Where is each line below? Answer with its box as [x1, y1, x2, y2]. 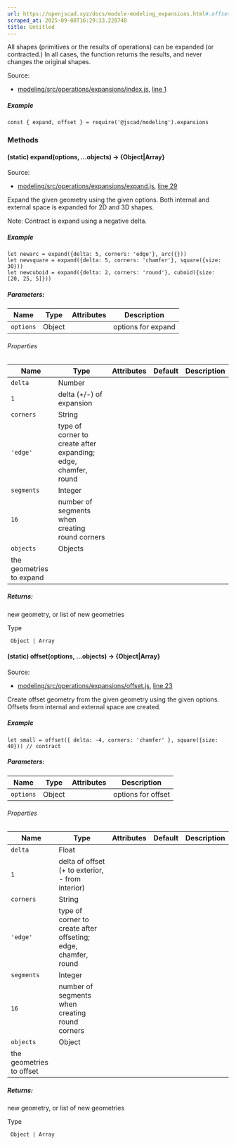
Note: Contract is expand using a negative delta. [7, 216, 147, 226]
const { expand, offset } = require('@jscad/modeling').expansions [7, 119, 209, 126]
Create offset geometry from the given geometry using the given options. [7, 695, 220, 704]
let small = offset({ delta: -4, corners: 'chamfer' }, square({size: [7, 736, 218, 744]
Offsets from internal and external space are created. [7, 702, 161, 711]
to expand [11, 572, 44, 582]
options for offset [113, 789, 171, 799]
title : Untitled [7, 23, 55, 30]
